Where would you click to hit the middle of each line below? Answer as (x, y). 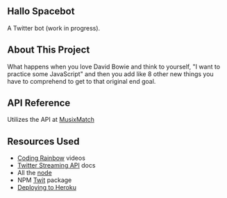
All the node (34, 173)
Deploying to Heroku (47, 188)
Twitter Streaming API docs (56, 165)
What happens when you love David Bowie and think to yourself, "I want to (114, 66)
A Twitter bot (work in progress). (54, 28)
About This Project (49, 50)
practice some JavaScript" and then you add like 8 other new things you (110, 74)
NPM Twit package (44, 180)
